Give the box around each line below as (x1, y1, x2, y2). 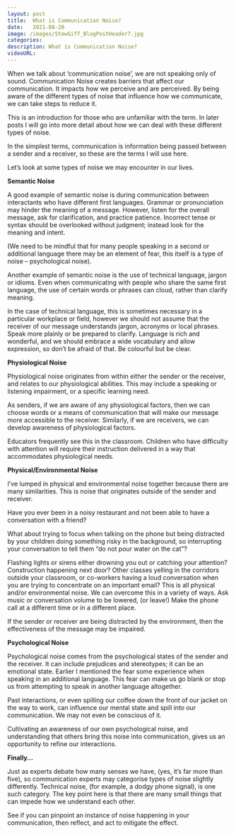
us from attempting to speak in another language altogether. (7, 682, 182, 690)
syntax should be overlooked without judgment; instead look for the (7, 220, 204, 229)
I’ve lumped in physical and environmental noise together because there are (7, 479, 229, 488)
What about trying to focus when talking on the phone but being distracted (7, 529, 225, 538)
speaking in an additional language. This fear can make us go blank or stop (7, 674, 226, 683)
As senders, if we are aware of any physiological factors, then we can (7, 401, 211, 409)
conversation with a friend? (7, 515, 87, 524)
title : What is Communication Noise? (7, 17, 122, 24)
